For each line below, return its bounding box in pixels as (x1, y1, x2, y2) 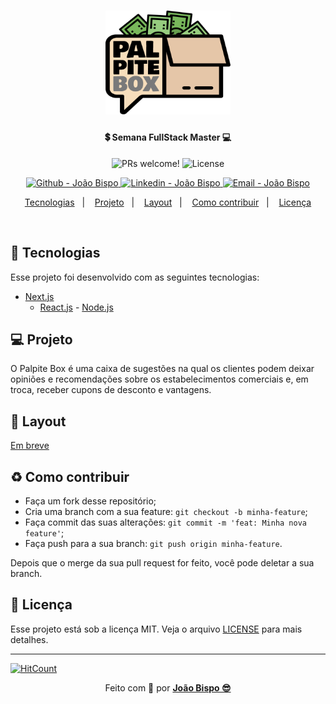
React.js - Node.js (39, 301, 114, 313)
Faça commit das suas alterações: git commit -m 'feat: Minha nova (24, 516, 307, 528)
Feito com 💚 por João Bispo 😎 (104, 681, 232, 694)
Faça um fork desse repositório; (24, 495, 157, 507)
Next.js (24, 290, 55, 302)
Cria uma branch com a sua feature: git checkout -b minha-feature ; (24, 505, 308, 517)
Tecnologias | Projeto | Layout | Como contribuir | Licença (24, 196, 312, 208)
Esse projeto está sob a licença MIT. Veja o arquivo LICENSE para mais (10, 623, 303, 635)
